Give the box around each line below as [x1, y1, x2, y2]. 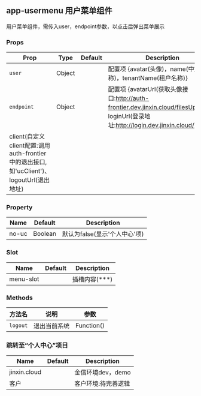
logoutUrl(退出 [9, 176, 50, 184]
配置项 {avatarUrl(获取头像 [108, 85, 182, 94]
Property [6, 203, 33, 212]
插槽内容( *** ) [72, 275, 113, 283]
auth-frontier [9, 149, 47, 158]
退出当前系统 [33, 322, 70, 330]
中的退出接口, [9, 158, 47, 166]
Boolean [33, 230, 57, 238]
